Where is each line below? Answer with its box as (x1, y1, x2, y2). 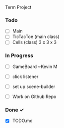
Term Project (5, 4, 32, 10)
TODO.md (12, 117, 33, 124)
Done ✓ (5, 106, 24, 113)
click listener (12, 73, 39, 79)
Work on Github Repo (12, 93, 57, 99)
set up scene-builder (12, 83, 56, 89)
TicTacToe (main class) (12, 33, 60, 39)
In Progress (5, 52, 34, 59)
